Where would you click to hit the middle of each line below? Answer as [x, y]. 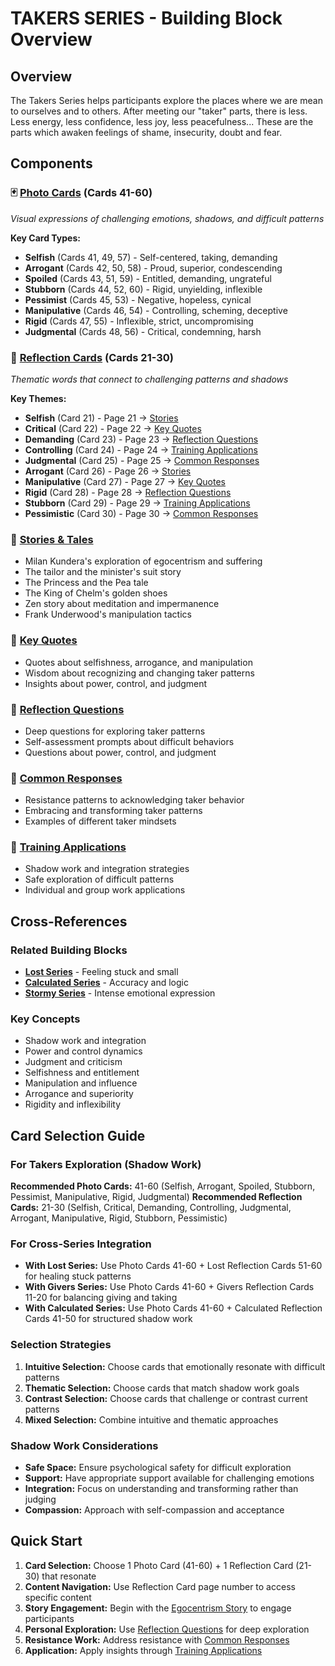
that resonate [69, 1576]
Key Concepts [45, 1019]
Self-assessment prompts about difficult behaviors [129, 741]
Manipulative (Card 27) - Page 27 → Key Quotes [125, 481]
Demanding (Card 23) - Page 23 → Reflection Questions [141, 439]
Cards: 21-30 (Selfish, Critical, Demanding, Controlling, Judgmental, [151, 1208]
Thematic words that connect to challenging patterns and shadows [149, 379]
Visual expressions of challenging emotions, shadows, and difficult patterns [167, 218]
